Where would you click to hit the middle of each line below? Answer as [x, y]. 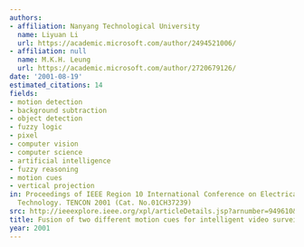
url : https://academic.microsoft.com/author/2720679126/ [127, 69]
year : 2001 [30, 228]
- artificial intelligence [60, 161]
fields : [24, 93]
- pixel [24, 136]
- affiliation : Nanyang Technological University [105, 26]
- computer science [46, 152]
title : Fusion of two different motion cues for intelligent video [139, 219]
